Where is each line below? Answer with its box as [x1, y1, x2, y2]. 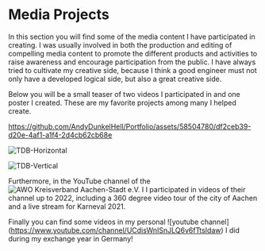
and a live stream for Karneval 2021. [8, 201, 126, 211]
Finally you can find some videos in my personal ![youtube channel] [8, 217, 230, 226]
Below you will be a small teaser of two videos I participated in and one [8, 89, 240, 98]
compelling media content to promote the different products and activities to [8, 48, 258, 58]
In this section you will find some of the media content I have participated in [8, 32, 255, 41]
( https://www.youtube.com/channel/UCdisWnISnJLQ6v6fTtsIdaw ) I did [8, 225, 240, 235]
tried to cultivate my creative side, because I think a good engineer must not [8, 65, 258, 75]
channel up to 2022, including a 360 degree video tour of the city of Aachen [8, 193, 258, 203]
